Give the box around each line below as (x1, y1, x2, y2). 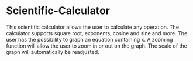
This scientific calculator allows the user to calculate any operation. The (6, 23, 180, 30)
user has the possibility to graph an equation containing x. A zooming (6, 36, 173, 43)
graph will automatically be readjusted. (6, 48, 99, 55)
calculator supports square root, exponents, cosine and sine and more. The (6, 29, 188, 36)
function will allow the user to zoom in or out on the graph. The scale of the (6, 42, 187, 49)
